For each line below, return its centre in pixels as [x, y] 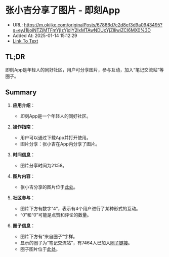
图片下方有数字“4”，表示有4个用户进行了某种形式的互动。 [80, 208]
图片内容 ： [24, 176]
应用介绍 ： [24, 105]
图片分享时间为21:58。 [44, 165]
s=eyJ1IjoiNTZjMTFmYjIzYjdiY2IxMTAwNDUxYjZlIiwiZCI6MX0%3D [81, 30]
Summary [21, 93]
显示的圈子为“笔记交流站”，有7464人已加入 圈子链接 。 [76, 243]
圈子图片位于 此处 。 [40, 249]
